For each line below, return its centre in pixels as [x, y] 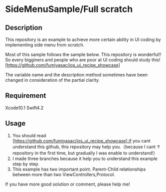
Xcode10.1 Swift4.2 [24, 108]
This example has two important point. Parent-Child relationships [79, 169]
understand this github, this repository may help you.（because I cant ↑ [86, 147]
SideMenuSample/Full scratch [69, 9]
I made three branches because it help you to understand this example [85, 159]
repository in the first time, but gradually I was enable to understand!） [85, 153]
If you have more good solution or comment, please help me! [68, 184]
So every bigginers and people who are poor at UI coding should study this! [83, 60]
